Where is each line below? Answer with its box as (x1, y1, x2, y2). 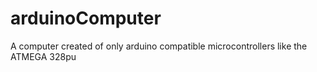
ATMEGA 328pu (10, 50, 77, 62)
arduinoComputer (10, 7, 162, 30)
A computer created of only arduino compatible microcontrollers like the (10, 40, 308, 52)
